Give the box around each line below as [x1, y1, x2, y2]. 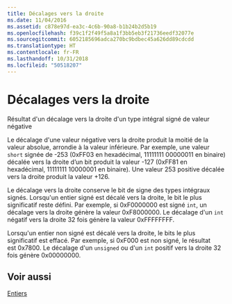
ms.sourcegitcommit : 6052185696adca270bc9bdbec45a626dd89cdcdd [7, 36, 194, 43]
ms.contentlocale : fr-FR [7, 49, 79, 56]
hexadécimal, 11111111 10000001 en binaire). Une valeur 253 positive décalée [7, 164, 224, 174]
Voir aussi [7, 271, 51, 282]
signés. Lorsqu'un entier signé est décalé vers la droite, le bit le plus [7, 193, 203, 201]
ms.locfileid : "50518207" [7, 62, 82, 69]
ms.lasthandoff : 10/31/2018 [7, 56, 89, 62]
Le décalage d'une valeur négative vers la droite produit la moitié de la [7, 135, 208, 144]
